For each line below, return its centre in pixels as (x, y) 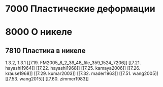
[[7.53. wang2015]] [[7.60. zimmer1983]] (47, 79)
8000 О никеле (39, 32)
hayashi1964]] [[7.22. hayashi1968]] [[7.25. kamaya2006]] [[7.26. (73, 68)
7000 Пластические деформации (80, 9)
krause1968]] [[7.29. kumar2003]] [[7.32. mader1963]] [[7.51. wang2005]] (82, 73)
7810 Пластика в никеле (45, 50)
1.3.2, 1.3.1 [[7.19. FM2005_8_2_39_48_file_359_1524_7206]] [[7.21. (73, 63)
